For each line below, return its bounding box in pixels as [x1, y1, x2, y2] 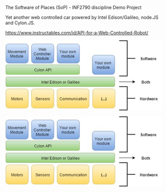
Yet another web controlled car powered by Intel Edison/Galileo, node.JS [5, 14, 159, 20]
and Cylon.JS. [5, 20, 35, 26]
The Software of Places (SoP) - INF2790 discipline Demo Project [5, 5, 142, 10]
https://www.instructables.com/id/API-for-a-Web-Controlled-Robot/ [5, 30, 149, 35]
